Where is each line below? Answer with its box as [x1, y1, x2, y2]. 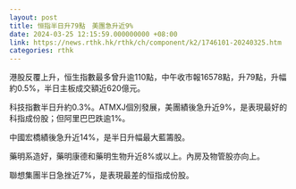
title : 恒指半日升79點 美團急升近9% [9, 21, 134, 30]
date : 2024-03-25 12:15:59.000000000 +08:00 [9, 29, 178, 38]
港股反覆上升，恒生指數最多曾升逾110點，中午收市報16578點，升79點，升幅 [9, 72, 287, 83]
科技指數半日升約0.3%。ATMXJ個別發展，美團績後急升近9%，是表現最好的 [9, 102, 288, 112]
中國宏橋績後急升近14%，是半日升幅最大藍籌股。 [9, 132, 190, 143]
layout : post [9, 12, 58, 22]
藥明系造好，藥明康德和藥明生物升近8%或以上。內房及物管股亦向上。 [9, 151, 266, 161]
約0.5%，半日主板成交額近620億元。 [9, 83, 146, 94]
